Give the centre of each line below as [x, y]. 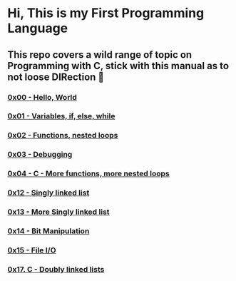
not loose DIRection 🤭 [56, 77]
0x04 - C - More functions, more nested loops [88, 174]
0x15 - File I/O [32, 250]
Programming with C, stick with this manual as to [118, 66]
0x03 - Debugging [40, 155]
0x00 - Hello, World [42, 97]
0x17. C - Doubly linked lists [56, 269]
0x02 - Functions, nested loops [63, 136]
